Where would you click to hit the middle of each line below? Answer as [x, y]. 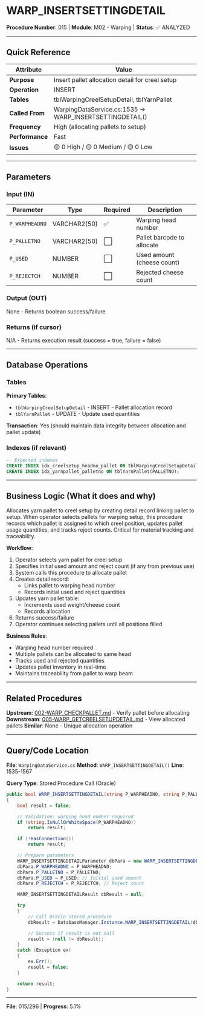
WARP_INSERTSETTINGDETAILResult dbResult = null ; [81, 895]
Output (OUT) [27, 298]
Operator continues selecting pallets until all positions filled [89, 624]
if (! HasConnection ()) [46, 839]
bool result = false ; [44, 806]
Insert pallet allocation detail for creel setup [115, 79]
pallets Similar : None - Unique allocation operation [69, 726]
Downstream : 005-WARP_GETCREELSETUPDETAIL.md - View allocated [96, 720]
